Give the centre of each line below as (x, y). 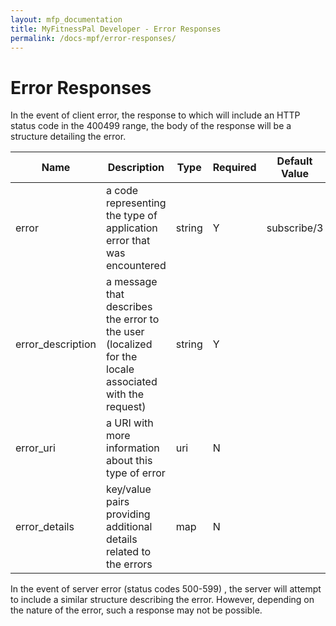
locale (120, 369)
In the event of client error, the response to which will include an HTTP (155, 115)
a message (132, 282)
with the (125, 394)
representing (136, 203)
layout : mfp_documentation (66, 19)
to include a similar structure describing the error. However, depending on (162, 600)
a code (122, 191)
